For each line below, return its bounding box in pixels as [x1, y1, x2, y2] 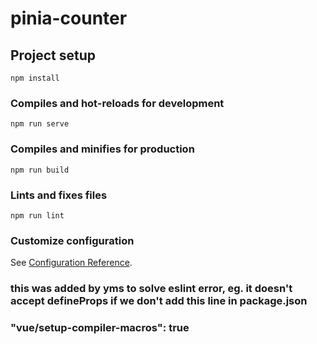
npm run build [10, 165, 70, 175]
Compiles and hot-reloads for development [10, 96, 225, 110]
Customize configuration [10, 233, 135, 247]
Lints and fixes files [10, 188, 108, 202]
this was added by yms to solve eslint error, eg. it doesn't [10, 282, 293, 296]
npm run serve [10, 119, 70, 129]
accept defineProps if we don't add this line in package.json [10, 294, 308, 308]
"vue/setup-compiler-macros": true [10, 321, 190, 335]
